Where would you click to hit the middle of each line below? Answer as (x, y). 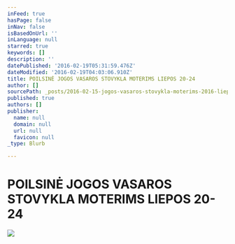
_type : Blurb (26, 144)
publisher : (23, 111)
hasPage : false (29, 20)
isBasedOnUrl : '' (33, 33)
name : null (29, 117)
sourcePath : (24, 92)
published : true (31, 99)
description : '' (31, 59)
